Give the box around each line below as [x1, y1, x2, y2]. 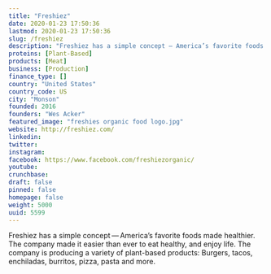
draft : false [8, 178, 53, 187]
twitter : [8, 140, 38, 149]
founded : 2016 [8, 102, 57, 111]
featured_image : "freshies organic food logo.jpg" [8, 118, 184, 126]
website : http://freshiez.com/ [8, 125, 115, 133]
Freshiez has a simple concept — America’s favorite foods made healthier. [8, 231, 256, 241]
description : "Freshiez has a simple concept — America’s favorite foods [8, 42, 264, 50]
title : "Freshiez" [8, 11, 71, 20]
